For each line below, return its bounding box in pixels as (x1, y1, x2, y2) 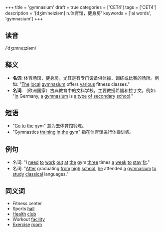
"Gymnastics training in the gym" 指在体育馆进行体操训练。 (12, 129, 135, 135)
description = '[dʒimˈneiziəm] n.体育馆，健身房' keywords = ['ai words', (5, 10, 151, 16)
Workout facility (12, 217, 45, 223)
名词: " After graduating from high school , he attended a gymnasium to (12, 166, 157, 172)
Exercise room (12, 222, 42, 228)
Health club (12, 211, 36, 217)
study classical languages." (12, 171, 69, 177)
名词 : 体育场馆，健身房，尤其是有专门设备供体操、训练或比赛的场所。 (12, 75, 155, 81)
